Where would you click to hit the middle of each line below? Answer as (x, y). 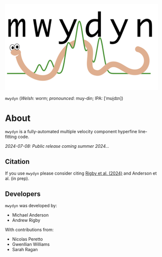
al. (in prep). (17, 178)
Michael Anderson (30, 215)
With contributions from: (29, 230)
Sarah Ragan (25, 250)
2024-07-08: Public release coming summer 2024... (57, 146)
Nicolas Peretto (27, 239)
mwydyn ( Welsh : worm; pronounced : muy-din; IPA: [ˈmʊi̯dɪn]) (64, 98)
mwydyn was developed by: (31, 206)
